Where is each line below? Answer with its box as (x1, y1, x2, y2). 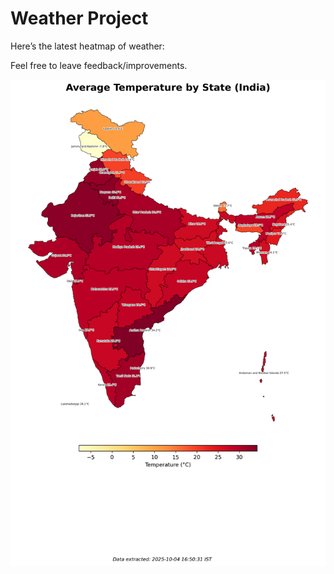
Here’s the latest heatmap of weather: (10, 40, 165, 52)
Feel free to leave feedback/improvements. (10, 59, 188, 71)
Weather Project (10, 7, 149, 30)
